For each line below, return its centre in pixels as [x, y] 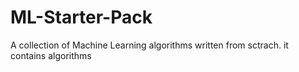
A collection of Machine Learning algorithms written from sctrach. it [149, 45]
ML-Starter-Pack [81, 17]
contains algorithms [51, 55]
